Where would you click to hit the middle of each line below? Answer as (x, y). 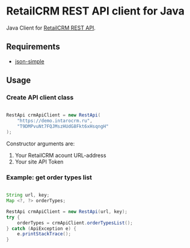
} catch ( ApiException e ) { (41, 228)
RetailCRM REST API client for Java (96, 11)
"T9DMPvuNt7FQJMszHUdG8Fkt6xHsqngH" (63, 127)
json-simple (29, 61)
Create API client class (40, 98)
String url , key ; (28, 195)
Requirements (33, 47)
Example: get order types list (49, 177)
